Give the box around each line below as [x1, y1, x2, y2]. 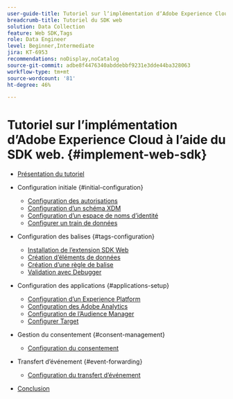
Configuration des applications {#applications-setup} [17, 282, 170, 290]
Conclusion [17, 384, 50, 393]
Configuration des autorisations [27, 197, 118, 205]
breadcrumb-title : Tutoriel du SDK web [7, 17, 123, 24]
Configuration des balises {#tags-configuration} [17, 232, 155, 241]
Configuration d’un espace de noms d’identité [27, 211, 159, 220]
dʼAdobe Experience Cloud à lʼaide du [7, 132, 226, 148]
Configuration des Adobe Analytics [27, 302, 128, 311]
